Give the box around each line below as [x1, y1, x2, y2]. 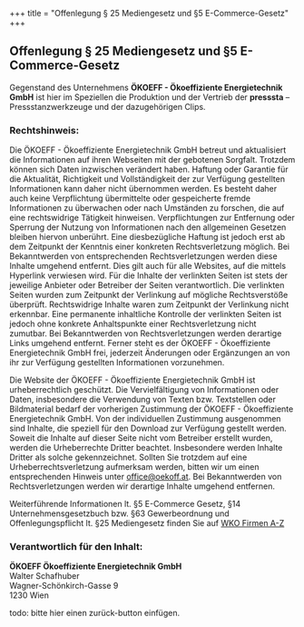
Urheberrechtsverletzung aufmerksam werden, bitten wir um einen [9, 462, 260, 473]
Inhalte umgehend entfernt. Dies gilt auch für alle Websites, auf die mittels [9, 261, 287, 272]
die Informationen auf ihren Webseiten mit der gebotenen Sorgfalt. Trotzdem [9, 154, 296, 165]
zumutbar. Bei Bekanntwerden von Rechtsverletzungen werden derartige [9, 328, 282, 339]
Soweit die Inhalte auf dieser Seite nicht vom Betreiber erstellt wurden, [9, 433, 273, 443]
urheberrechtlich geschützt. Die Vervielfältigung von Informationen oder [9, 384, 279, 395]
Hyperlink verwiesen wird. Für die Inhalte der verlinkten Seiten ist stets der [9, 270, 289, 281]
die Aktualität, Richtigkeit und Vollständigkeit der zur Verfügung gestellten [9, 174, 286, 184]
